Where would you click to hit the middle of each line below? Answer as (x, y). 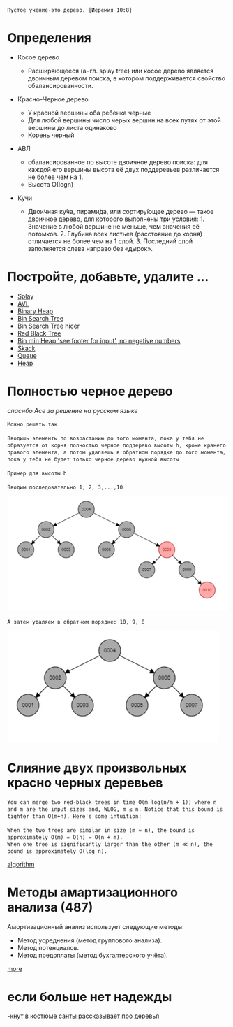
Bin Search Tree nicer (48, 326)
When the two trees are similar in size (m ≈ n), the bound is (101, 830)
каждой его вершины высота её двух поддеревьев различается (123, 169)
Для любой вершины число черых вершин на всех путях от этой (124, 120)
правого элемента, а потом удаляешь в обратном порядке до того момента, (117, 452)
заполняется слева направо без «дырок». (90, 248)
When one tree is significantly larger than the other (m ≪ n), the (110, 844)
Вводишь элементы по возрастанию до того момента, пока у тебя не (106, 438)
